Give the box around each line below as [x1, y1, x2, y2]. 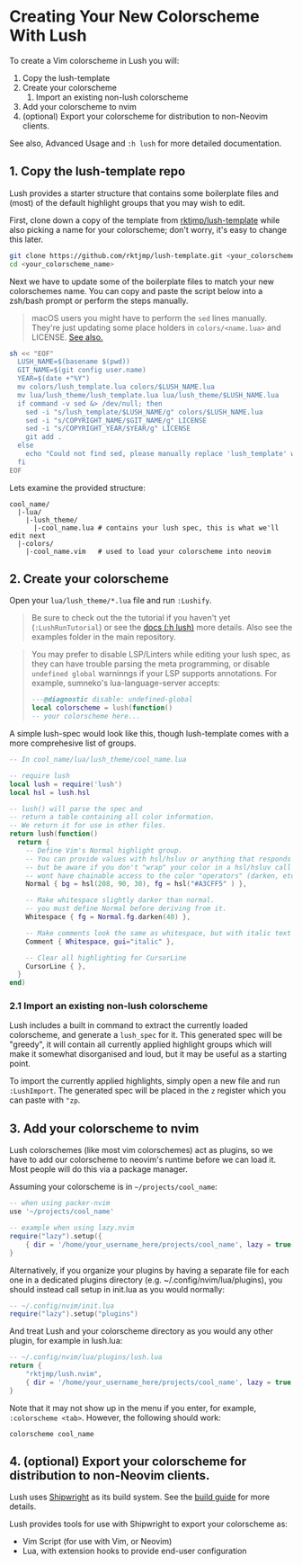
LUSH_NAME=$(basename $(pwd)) [17, 357, 130, 366]
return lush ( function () [9, 829, 99, 838]
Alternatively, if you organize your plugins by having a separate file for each [9, 1265, 289, 1275]
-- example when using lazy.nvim [9, 1223, 135, 1233]
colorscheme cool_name [9, 1429, 94, 1438]
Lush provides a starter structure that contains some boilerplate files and [9, 187, 279, 199]
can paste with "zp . [9, 1095, 81, 1105]
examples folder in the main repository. [31, 631, 177, 642]
